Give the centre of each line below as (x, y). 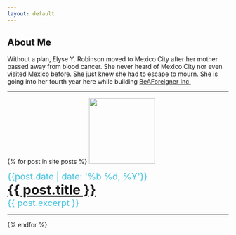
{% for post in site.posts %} (47, 162)
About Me (29, 43)
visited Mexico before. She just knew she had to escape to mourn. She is (113, 74)
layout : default (31, 14)
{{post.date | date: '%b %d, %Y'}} (78, 177)
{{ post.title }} (52, 190)
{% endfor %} (27, 225)
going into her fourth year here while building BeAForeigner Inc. (99, 82)
